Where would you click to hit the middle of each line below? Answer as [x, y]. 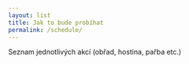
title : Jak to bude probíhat [56, 23]
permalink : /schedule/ [45, 30]
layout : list [30, 15]
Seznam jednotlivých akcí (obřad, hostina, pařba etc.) [95, 52]
